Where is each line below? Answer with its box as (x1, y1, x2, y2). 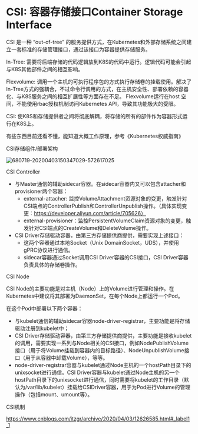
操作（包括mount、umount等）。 (14, 390, 93, 398)
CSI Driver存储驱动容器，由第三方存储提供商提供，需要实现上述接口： (14, 232, 184, 239)
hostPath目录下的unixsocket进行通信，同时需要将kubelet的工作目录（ (14, 376, 184, 383)
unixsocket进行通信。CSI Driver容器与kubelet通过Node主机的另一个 (14, 369, 180, 376)
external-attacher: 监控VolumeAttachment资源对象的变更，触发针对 (23, 195, 187, 202)
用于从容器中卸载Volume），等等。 (25, 354, 108, 361)
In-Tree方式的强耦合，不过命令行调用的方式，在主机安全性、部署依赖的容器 (6, 85, 189, 92)
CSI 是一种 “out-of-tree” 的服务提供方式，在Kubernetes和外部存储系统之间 (6, 38, 187, 45)
